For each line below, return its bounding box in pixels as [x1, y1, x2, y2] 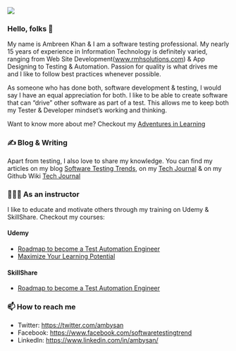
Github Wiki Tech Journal [7, 172, 81, 180]
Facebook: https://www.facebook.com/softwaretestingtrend [17, 328, 192, 337]
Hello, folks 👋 [7, 23, 54, 33]
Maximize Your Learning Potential [17, 252, 116, 261]
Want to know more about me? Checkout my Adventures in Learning [7, 120, 206, 129]
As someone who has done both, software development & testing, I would [7, 83, 222, 92]
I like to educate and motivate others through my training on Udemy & [7, 205, 209, 213]
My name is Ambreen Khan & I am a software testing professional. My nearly [7, 40, 230, 49]
